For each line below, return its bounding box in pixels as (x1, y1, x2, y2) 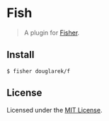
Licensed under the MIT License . (6, 105, 103, 114)
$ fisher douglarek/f (6, 67, 71, 75)
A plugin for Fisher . (23, 28, 80, 37)
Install (6, 49, 35, 61)
